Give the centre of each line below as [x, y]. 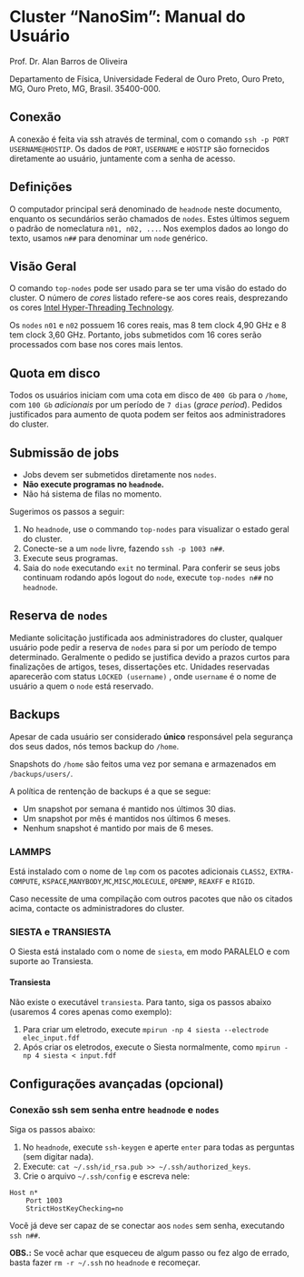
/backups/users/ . [41, 773]
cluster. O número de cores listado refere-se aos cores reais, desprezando [149, 298]
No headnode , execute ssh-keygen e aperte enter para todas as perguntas [158, 1147]
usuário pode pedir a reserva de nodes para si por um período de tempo [143, 647]
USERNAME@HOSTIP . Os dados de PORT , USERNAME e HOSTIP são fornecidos [140, 148]
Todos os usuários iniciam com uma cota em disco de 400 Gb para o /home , [149, 395]
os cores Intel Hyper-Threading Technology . [92, 307]
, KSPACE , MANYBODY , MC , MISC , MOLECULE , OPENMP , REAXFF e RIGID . [147, 880]
